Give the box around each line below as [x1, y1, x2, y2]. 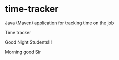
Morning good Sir [5, 49, 41, 55]
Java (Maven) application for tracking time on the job [5, 20, 114, 26]
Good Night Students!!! [5, 39, 52, 45]
